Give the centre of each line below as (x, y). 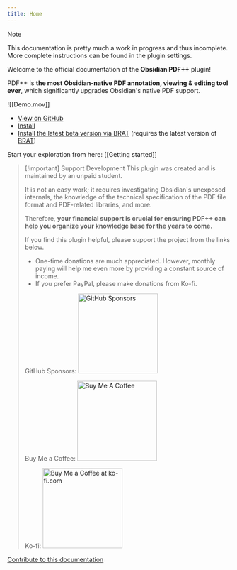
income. (47, 276)
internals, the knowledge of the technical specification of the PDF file (125, 197)
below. (34, 247)
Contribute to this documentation (56, 559)
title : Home (25, 14)
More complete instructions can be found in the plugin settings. (100, 55)
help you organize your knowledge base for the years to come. (118, 226)
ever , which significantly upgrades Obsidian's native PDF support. (104, 90)
